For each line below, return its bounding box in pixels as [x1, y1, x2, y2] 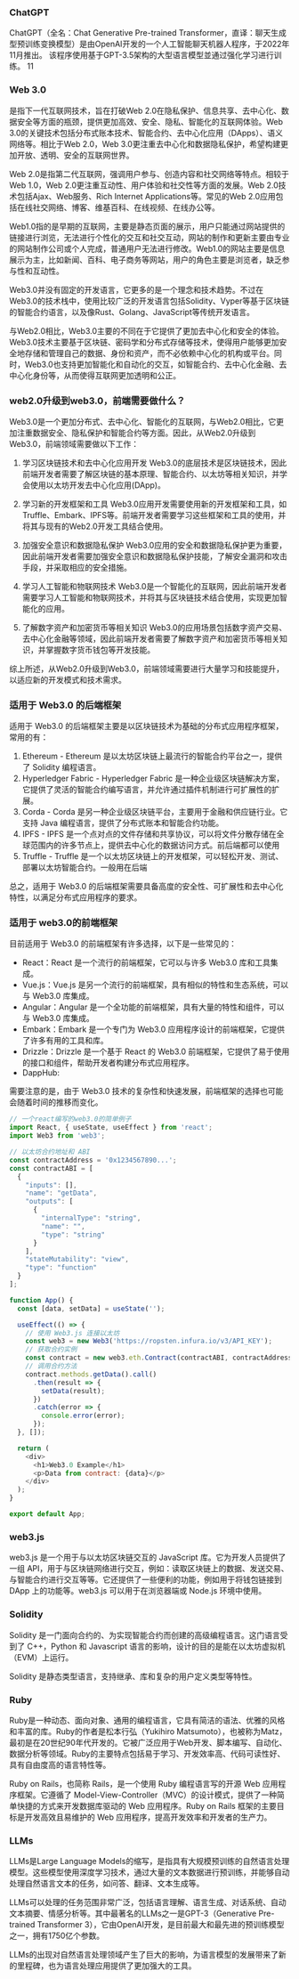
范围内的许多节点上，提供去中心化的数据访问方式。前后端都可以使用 [29, 839, 280, 851]
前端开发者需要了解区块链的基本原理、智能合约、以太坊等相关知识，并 [21, 468, 280, 479]
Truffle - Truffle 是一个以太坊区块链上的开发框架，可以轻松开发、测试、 [21, 851, 284, 862]
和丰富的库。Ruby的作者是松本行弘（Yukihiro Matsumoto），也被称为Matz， [9, 1725, 287, 1737]
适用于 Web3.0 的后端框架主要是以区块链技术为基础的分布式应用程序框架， [9, 721, 284, 732]
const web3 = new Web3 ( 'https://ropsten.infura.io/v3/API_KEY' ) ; [25, 1337, 273, 1346]
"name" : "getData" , [25, 1188, 98, 1198]
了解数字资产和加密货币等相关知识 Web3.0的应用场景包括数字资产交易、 [21, 621, 287, 633]
